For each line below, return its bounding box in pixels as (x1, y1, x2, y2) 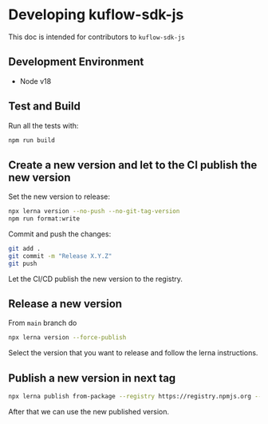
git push (8, 260, 37, 267)
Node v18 (19, 76, 52, 85)
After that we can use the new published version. (8, 407, 170, 416)
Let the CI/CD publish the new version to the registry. (8, 274, 183, 283)
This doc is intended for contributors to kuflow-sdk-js (8, 32, 185, 42)
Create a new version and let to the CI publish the (8, 158, 258, 172)
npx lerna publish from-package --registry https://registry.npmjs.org (8, 393, 251, 401)
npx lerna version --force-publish (8, 334, 127, 342)
